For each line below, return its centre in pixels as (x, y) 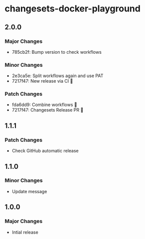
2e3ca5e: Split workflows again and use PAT (58, 76)
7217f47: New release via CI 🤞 (42, 81)
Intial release (25, 232)
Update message (29, 191)
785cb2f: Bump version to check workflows (57, 52)
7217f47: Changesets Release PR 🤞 (48, 110)
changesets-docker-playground (72, 9)
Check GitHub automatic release (45, 151)
